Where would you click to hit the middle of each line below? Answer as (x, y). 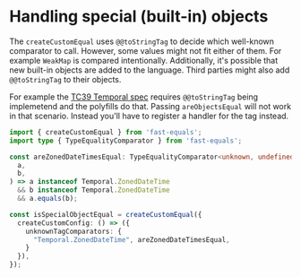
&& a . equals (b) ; (47, 199)
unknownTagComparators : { (74, 231)
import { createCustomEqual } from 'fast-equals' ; (106, 132)
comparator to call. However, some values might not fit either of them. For (146, 50)
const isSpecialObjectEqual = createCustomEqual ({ (106, 214)
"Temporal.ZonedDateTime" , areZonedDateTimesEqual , (131, 239)
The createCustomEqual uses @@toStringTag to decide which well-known (142, 41)
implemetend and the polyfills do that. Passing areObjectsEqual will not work (150, 106)
